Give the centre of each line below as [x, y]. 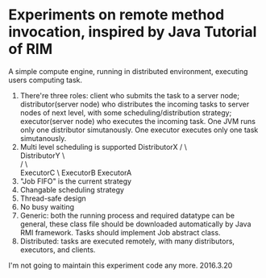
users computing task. [46, 80]
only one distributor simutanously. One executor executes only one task [139, 130]
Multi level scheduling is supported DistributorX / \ [104, 147]
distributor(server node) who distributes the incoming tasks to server [135, 104]
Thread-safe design [53, 198]
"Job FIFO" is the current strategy [75, 181]
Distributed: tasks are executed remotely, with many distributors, [127, 241]
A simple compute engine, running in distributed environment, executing [128, 71]
